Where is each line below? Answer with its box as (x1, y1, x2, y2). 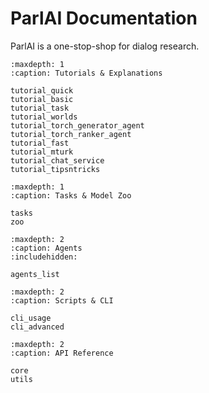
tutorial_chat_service (10, 155, 105, 166)
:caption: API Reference (10, 348, 114, 358)
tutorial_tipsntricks (10, 164, 101, 174)
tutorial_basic (10, 94, 74, 104)
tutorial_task (10, 103, 70, 113)
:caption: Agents (10, 243, 83, 253)
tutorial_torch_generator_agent (10, 120, 145, 131)
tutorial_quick (10, 85, 74, 96)
